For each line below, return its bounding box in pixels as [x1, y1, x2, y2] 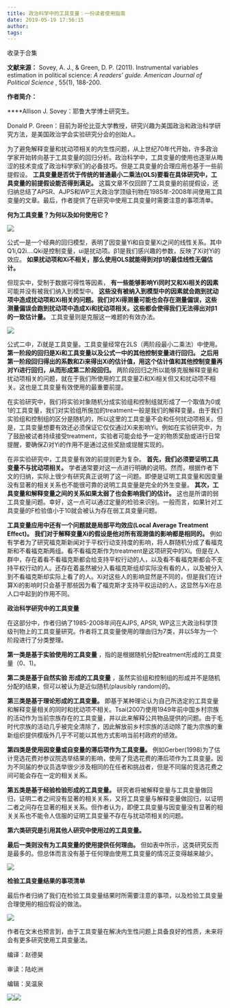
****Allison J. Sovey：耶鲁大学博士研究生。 [7, 107, 133, 115]
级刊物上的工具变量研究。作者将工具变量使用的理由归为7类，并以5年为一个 [7, 627, 218, 636]
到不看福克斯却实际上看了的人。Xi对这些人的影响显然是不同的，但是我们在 [7, 573, 217, 581]
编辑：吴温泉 [7, 980, 43, 988]
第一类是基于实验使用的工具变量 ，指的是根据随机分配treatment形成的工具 [7, 651, 216, 659]
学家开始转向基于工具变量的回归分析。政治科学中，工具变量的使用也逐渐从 [7, 154, 217, 162]
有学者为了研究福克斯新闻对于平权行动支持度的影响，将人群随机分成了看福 [7, 538, 217, 547]
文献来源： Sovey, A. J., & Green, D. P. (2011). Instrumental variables [7, 63, 199, 72]
